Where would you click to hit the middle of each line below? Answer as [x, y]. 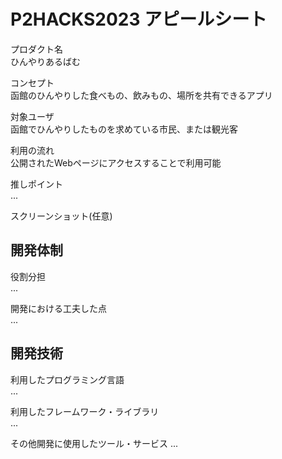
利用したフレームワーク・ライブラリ [85, 411]
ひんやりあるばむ [45, 61]
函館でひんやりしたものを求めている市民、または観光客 [124, 129]
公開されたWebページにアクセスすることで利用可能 [116, 162]
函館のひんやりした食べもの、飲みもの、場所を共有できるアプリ [141, 95]
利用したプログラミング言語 [67, 379]
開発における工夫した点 [58, 308]
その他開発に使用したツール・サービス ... [94, 443]
